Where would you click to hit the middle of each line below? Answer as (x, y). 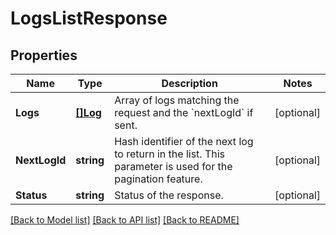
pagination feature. (158, 179)
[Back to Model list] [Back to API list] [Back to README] (125, 220)
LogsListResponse (89, 18)
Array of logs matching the (177, 100)
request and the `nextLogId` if (184, 112)
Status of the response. (169, 195)
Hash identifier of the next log (184, 141)
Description (189, 83)
